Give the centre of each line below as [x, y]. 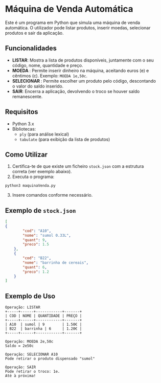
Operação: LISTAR [23, 307]
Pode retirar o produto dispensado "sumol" [50, 359]
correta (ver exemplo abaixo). [42, 172]
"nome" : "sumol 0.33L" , [47, 235]
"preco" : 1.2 [36, 272]
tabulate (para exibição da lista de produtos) [65, 139]
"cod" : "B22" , [37, 258]
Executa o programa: [33, 177]
